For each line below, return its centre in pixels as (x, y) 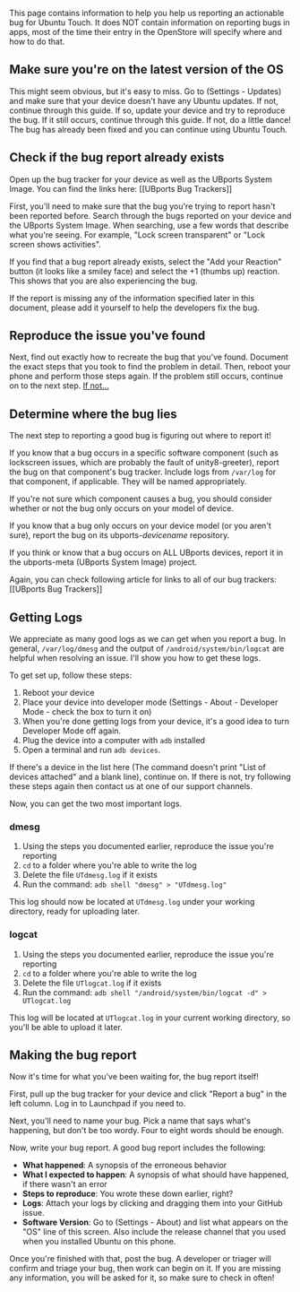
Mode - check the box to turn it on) (87, 712)
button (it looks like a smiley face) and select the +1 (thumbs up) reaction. (145, 271)
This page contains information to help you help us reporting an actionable (147, 13)
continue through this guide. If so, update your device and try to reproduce (147, 110)
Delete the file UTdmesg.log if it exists (90, 875)
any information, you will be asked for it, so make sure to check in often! (142, 1278)
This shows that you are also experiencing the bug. (104, 281)
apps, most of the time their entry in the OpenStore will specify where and (146, 32)
